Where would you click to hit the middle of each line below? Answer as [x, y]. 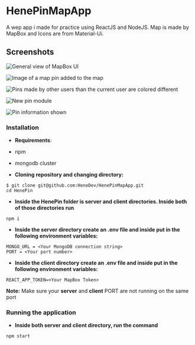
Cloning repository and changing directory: [69, 175]
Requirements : [33, 141]
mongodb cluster [35, 163]
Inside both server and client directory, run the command [86, 326]
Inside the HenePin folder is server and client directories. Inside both [101, 201]
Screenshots [30, 52]
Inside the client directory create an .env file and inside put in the [96, 263]
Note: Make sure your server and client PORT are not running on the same [97, 291]
